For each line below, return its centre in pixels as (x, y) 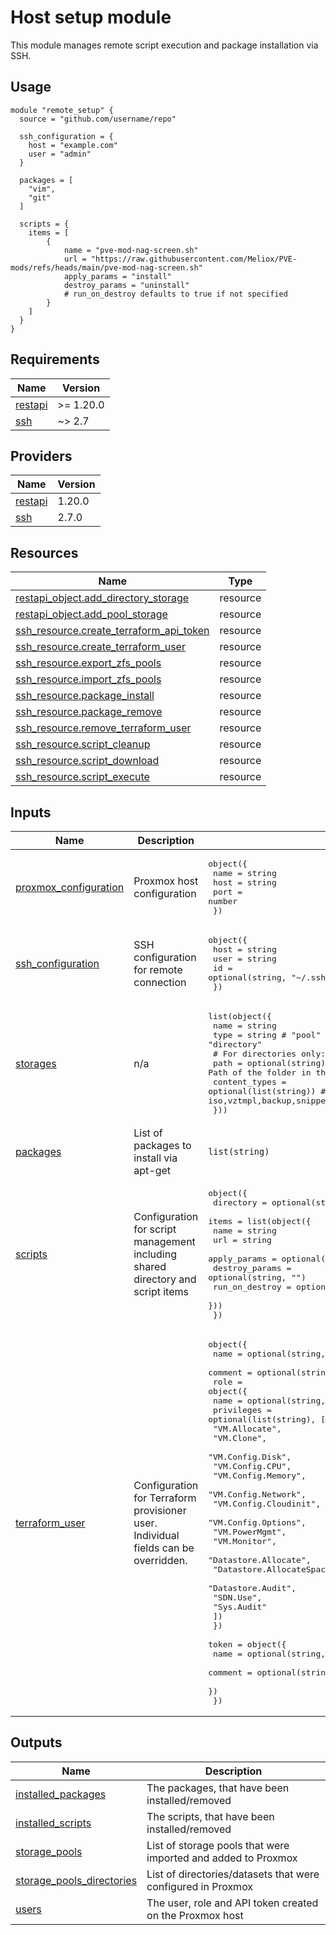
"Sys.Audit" (240, 1607)
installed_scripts (53, 1823)
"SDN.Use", (238, 1597)
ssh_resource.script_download (87, 761)
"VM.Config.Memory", (260, 1476)
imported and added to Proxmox (222, 1858)
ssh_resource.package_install (85, 696)
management (164, 1241)
